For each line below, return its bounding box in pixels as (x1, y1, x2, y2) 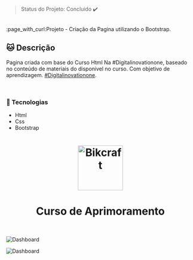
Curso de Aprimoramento (35, 204, 166, 218)
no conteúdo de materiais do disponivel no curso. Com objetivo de (6, 65, 170, 72)
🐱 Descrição (6, 43, 56, 53)
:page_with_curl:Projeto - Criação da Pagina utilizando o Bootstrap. (6, 26, 171, 32)
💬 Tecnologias (6, 98, 48, 106)
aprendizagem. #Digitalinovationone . (6, 71, 97, 78)
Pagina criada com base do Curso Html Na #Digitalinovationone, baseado (6, 59, 188, 66)
